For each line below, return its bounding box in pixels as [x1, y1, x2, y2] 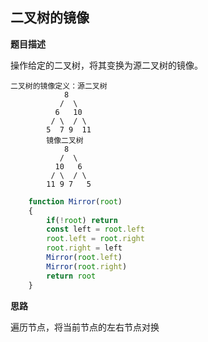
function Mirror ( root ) [28, 196, 123, 207]
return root [46, 271, 97, 281]
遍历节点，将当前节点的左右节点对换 [10, 321, 160, 333]
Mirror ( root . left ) [46, 253, 123, 263]
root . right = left [46, 243, 123, 253]
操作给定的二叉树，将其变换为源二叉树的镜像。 [10, 59, 203, 71]
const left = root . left [46, 224, 145, 235]
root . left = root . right [46, 234, 145, 244]
